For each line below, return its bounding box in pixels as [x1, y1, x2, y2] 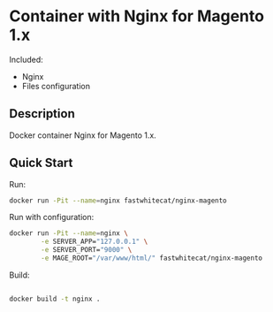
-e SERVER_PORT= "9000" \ [41, 246, 133, 255]
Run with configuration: [9, 212, 95, 223]
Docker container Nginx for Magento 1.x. [9, 130, 156, 141]
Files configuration [21, 80, 91, 91]
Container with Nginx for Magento [9, 6, 265, 27]
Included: [9, 54, 44, 65]
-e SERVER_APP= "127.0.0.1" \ [41, 237, 148, 247]
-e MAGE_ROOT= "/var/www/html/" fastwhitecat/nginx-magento [41, 254, 263, 263]
